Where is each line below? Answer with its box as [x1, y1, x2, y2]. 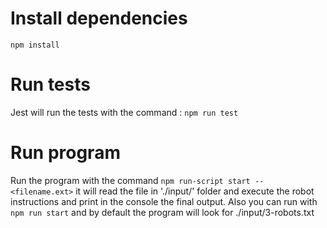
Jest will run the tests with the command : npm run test [10, 106, 239, 118]
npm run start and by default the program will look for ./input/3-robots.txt [10, 206, 315, 218]
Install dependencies [10, 7, 188, 30]
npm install [10, 40, 60, 50]
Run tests [10, 73, 91, 96]
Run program [10, 142, 121, 164]
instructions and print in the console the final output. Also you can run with [10, 195, 318, 207]
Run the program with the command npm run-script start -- [10, 174, 265, 186]
